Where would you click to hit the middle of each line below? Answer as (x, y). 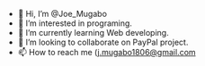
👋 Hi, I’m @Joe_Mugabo (62, 14)
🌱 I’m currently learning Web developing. (93, 33)
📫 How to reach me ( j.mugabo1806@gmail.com (107, 52)
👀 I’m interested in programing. (75, 23)
